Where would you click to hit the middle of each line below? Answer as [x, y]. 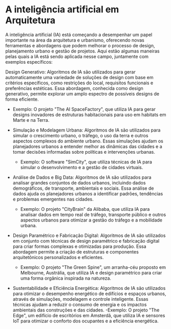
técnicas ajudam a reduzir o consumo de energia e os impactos [80, 304]
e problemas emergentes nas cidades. [53, 199]
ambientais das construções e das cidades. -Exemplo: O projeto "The [86, 310]
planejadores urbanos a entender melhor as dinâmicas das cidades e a [87, 146]
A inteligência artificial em [62, 10]
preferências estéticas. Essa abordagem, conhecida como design [74, 88]
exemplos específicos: [29, 62]
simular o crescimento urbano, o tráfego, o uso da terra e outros [80, 135]
